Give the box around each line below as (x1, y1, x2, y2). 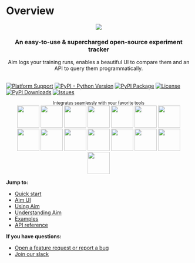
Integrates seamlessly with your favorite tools (52, 100, 145, 106)
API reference (14, 222, 48, 229)
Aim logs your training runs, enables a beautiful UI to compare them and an (8, 59, 190, 66)
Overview (6, 4, 55, 18)
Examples (14, 215, 39, 222)
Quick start (14, 190, 42, 198)
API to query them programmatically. (54, 65, 143, 72)
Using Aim (14, 203, 40, 210)
